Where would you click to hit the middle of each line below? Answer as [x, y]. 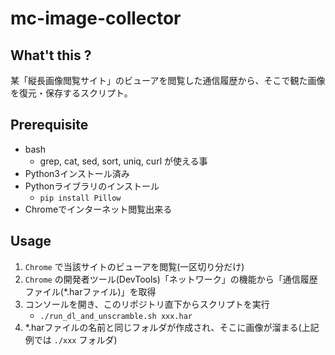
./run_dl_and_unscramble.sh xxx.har [116, 316]
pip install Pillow [80, 198]
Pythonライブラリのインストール [92, 186]
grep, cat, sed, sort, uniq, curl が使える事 [123, 161]
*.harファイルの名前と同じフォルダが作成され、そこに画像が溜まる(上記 [172, 327]
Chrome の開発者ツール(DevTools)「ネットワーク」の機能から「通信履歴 [171, 279]
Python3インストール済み [77, 173]
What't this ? [51, 55]
